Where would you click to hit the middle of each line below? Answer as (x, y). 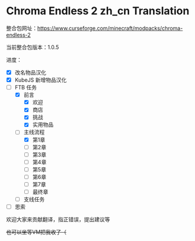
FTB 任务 (26, 87)
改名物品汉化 (30, 72)
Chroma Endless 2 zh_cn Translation (98, 11)
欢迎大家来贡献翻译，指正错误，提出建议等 (58, 220)
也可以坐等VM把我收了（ (36, 232)
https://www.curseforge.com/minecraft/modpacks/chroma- (110, 28)
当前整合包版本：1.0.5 (33, 47)
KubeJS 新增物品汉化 (41, 80)
